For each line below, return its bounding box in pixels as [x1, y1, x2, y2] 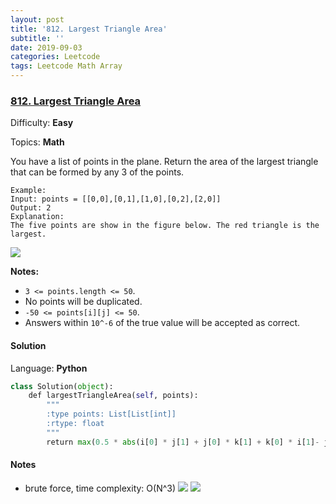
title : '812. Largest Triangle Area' [10, 24, 168, 34]
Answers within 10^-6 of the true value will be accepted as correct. [24, 317, 301, 329]
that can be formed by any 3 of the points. [10, 166, 185, 178]
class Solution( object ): [10, 381, 114, 391]
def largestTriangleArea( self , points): [28, 391, 199, 401]
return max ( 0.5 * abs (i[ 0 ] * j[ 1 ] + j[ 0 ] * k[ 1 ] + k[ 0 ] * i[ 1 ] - [46, 437, 320, 447]
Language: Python [10, 362, 88, 374]
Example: [10, 186, 47, 196]
